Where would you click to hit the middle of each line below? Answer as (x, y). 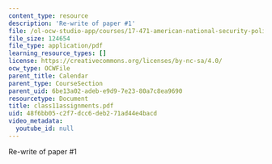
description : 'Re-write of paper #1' (72, 23)
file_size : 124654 (39, 38)
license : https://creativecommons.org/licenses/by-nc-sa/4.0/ (115, 61)
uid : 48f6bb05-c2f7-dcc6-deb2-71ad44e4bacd (83, 114)
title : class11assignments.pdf (61, 106)
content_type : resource (49, 16)
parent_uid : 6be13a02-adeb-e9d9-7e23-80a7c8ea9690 (96, 91)
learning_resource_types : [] (57, 53)
